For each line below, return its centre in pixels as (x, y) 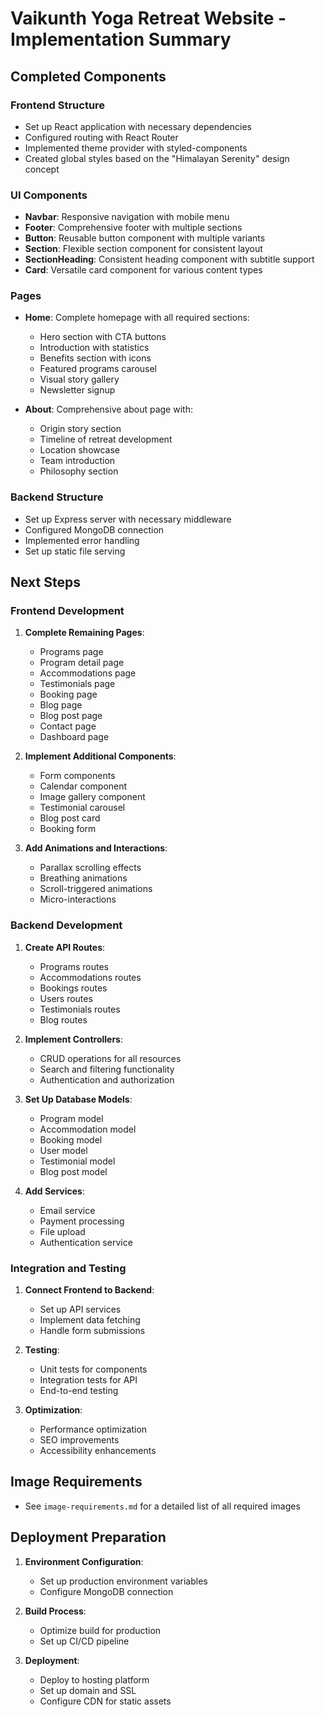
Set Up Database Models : (78, 1099)
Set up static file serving (75, 551)
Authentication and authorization (107, 1079)
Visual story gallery (79, 379)
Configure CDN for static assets (105, 1701)
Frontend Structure (58, 105)
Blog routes (63, 1019)
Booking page (68, 694)
